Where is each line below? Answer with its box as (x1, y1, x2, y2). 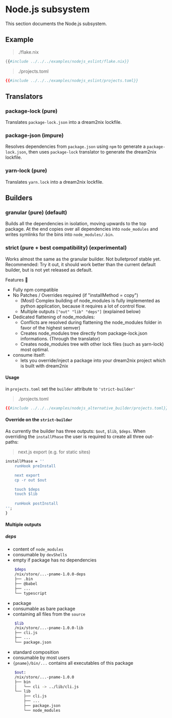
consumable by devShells (12, 552, 68, 558)
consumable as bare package (12, 605, 76, 612)
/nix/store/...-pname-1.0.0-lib (14, 625, 83, 630)
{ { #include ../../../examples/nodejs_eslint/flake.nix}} (5, 59, 130, 64)
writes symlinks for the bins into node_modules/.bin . (5, 231, 114, 237)
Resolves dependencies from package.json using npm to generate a (5, 143, 146, 149)
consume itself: (12, 352, 46, 358)
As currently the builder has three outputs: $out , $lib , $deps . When (5, 428, 146, 434)
